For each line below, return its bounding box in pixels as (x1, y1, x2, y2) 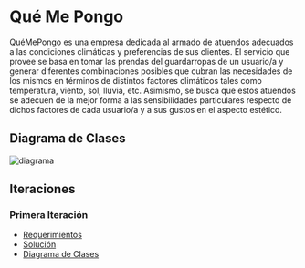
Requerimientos (22, 230, 82, 241)
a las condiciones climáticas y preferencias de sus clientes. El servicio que (9, 46, 290, 57)
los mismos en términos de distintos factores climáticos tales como (9, 75, 262, 86)
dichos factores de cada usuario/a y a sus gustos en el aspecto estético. (9, 104, 283, 115)
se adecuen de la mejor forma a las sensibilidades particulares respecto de (9, 94, 292, 106)
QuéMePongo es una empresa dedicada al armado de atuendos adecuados (9, 36, 294, 47)
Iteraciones (9, 181, 76, 197)
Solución (22, 239, 57, 250)
